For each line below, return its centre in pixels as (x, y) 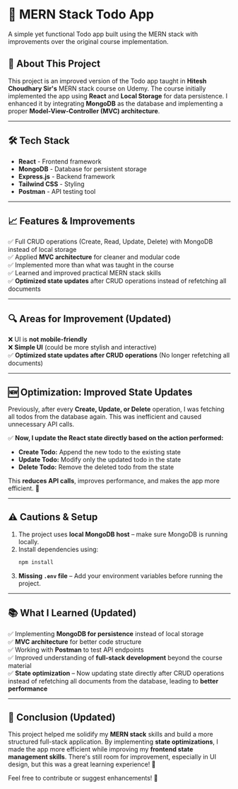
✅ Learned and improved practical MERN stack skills (85, 273)
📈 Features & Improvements (72, 221)
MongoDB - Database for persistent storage (82, 168)
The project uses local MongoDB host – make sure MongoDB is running (123, 534)
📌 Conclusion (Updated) (62, 717)
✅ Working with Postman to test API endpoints (76, 650)
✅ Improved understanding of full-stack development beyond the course (115, 657)
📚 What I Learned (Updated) (72, 613)
